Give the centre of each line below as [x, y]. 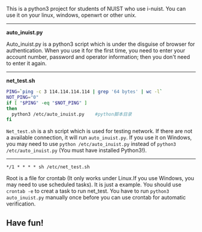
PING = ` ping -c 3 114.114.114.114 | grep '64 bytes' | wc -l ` [84, 92]
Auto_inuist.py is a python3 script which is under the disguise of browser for [101, 44]
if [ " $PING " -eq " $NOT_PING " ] [47, 103]
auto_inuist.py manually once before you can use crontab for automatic [96, 198]
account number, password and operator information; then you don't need [98, 57]
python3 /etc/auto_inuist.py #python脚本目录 [72, 114]
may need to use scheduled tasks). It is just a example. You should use [94, 185]
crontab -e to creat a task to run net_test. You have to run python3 [88, 191]
